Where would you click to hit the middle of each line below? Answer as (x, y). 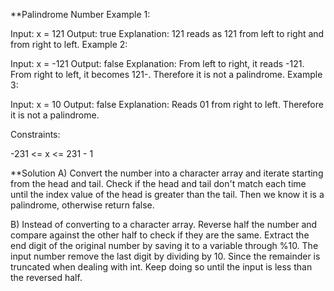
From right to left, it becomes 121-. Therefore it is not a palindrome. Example (166, 74)
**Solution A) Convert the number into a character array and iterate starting (167, 173)
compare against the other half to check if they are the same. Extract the (160, 235)
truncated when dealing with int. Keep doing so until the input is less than (161, 267)
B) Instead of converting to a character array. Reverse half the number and (164, 224)
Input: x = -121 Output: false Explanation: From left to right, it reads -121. (157, 63)
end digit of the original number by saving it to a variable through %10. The (164, 245)
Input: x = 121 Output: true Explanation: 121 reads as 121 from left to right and (167, 33)
